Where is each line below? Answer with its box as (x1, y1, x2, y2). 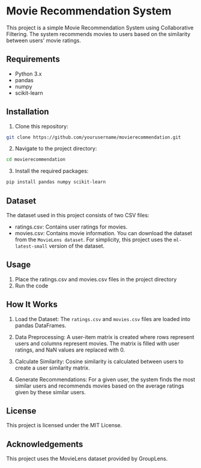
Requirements (6, 54, 60, 64)
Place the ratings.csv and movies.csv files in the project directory (14, 275, 177, 283)
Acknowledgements (6, 439, 83, 449)
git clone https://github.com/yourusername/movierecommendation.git (6, 134, 181, 140)
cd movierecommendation (6, 157, 66, 163)
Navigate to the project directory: (14, 145, 97, 152)
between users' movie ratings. (6, 37, 82, 44)
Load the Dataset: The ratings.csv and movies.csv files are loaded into (14, 315, 191, 322)
